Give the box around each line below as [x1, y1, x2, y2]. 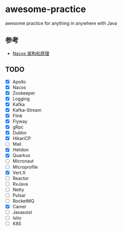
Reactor [12, 175, 29, 181]
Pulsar [12, 192, 26, 198]
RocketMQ [12, 198, 35, 204]
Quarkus [12, 152, 31, 159]
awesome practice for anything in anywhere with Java [5, 20, 117, 26]
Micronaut [12, 158, 34, 164]
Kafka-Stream [12, 107, 42, 113]
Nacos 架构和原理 [12, 50, 49, 56]
